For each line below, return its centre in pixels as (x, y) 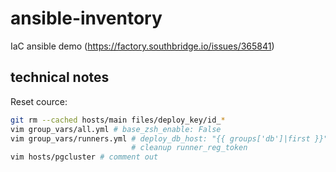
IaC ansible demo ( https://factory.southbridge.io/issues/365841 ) (142, 46)
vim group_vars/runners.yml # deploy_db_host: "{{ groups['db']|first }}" (169, 138)
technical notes (60, 77)
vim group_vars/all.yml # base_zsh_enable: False (116, 129)
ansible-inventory (86, 18)
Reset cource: (39, 101)
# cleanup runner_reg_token (189, 148)
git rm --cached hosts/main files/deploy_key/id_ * (118, 120)
